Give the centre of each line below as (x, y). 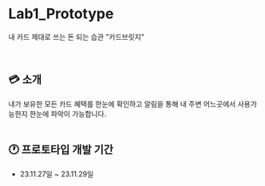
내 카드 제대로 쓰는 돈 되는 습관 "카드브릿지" (77, 37)
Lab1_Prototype (61, 14)
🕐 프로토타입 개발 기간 (61, 150)
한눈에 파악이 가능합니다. (68, 114)
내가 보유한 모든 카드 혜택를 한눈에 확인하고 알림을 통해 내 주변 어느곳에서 (122, 103)
